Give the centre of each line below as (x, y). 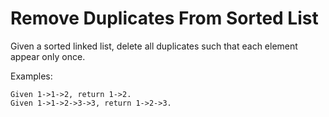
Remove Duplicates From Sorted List (164, 18)
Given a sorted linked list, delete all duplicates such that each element (154, 46)
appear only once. (48, 56)
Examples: (31, 76)
